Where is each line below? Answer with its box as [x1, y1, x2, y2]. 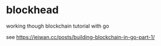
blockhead [6, 3, 59, 17]
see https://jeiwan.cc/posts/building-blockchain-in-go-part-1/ [6, 33, 155, 40]
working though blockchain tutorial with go [6, 22, 109, 29]
